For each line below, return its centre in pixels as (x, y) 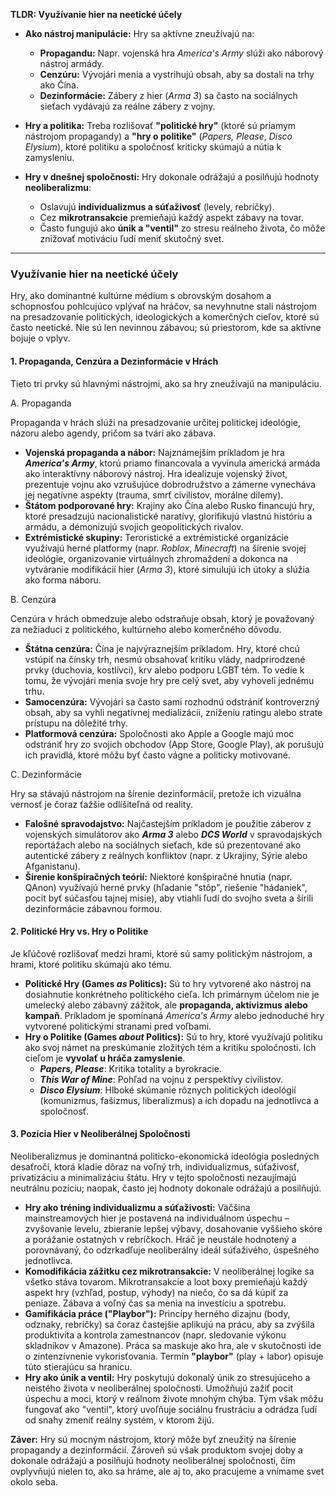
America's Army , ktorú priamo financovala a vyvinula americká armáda (172, 463)
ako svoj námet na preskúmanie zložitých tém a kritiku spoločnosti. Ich (170, 1047)
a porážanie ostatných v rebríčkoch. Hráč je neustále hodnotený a (160, 1239)
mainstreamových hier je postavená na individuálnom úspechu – (157, 1218)
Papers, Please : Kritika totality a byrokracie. (130, 1068)
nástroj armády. (72, 63)
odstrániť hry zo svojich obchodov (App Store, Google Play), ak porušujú (174, 744)
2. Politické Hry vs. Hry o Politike (79, 931)
